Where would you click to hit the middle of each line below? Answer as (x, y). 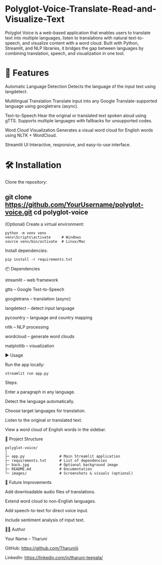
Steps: (11, 382)
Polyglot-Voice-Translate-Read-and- (81, 9)
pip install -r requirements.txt (39, 259)
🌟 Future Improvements (28, 482)
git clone (19, 197)
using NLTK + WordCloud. (31, 135)
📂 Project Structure (24, 439)
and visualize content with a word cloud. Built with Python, (81, 43)
